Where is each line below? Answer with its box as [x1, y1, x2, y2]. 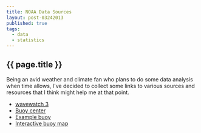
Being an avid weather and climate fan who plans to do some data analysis [6, 75, 193, 83]
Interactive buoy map [15, 120, 69, 127]
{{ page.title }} [6, 60, 63, 70]
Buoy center [15, 107, 46, 114]
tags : [6, 26, 20, 32]
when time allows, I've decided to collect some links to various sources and [6, 82, 196, 89]
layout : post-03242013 [6, 15, 64, 21]
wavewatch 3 [15, 100, 49, 107]
